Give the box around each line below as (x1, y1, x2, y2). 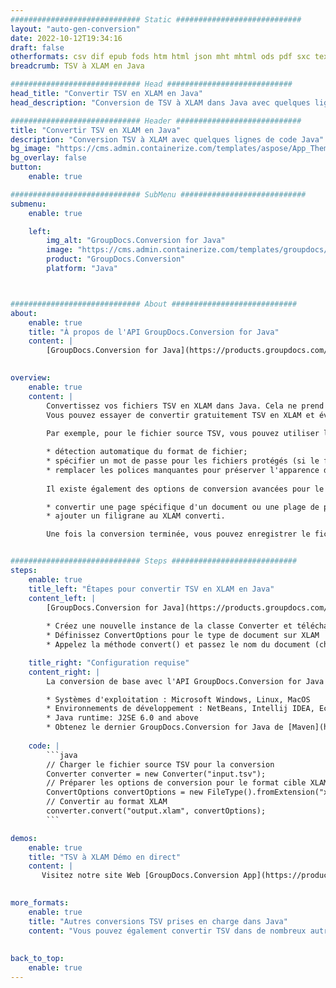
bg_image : (10, 144, 52, 154)
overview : (10, 373, 52, 383)
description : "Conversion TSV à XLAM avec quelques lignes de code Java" (10, 134, 325, 145)
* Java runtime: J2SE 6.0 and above (46, 713, 199, 723)
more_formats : (10, 898, 70, 908)
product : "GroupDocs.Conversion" (46, 254, 186, 265)
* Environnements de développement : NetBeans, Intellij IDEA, (46, 704, 315, 714)
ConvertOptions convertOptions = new (46, 787, 203, 798)
